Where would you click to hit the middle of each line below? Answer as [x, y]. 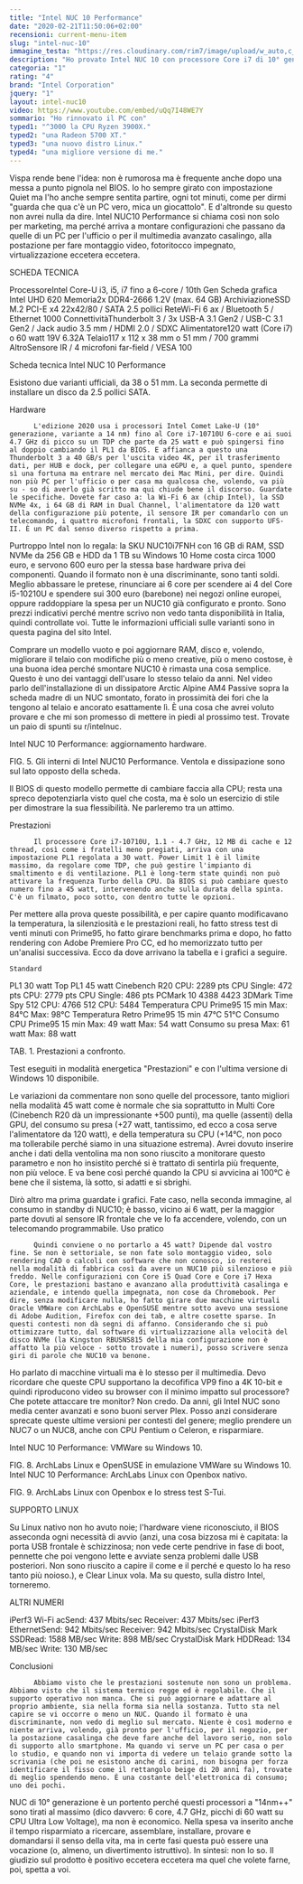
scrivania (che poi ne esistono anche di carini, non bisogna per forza [149, 1762]
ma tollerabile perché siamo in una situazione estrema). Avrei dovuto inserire [151, 1143]
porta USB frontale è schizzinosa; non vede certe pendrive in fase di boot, [147, 1546]
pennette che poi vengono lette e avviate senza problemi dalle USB [134, 1556]
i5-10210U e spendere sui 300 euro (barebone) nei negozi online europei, [146, 594]
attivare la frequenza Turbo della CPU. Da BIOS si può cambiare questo [149, 881]
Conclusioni [32, 1666]
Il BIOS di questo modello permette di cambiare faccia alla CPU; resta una [146, 788]
